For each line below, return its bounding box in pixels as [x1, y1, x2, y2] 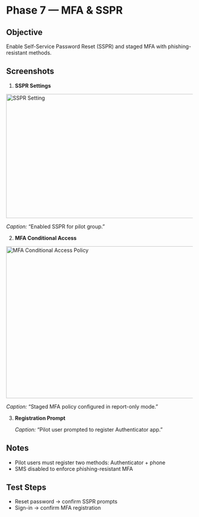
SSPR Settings [14, 82, 52, 89]
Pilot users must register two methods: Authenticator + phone [14, 459, 166, 466]
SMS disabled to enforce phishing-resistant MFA [14, 465, 133, 472]
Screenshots [6, 66, 54, 76]
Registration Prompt [14, 414, 66, 422]
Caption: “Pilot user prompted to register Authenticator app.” [14, 426, 163, 433]
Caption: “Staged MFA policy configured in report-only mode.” [6, 403, 159, 410]
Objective [6, 27, 43, 37]
